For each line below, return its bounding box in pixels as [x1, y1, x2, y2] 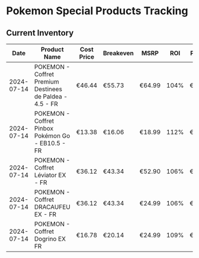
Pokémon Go [34, 132, 70, 140]
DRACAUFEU [34, 203, 71, 211]
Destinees [34, 85, 62, 93]
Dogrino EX [34, 235, 66, 243]
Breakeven [102, 49, 134, 57]
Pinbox [34, 125, 54, 132]
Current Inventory [6, 28, 74, 38]
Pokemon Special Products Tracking [6, 4, 188, 18]
